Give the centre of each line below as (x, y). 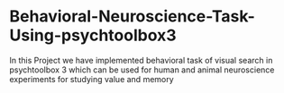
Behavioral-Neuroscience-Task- (132, 17)
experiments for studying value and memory (92, 79)
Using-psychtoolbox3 (93, 35)
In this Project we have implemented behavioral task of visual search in (141, 60)
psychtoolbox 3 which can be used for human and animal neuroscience (142, 70)
